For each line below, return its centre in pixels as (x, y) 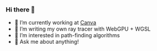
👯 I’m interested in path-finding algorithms (67, 35)
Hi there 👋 (21, 10)
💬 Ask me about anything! (47, 42)
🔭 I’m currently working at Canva (55, 23)
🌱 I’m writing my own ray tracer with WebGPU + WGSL (82, 29)
